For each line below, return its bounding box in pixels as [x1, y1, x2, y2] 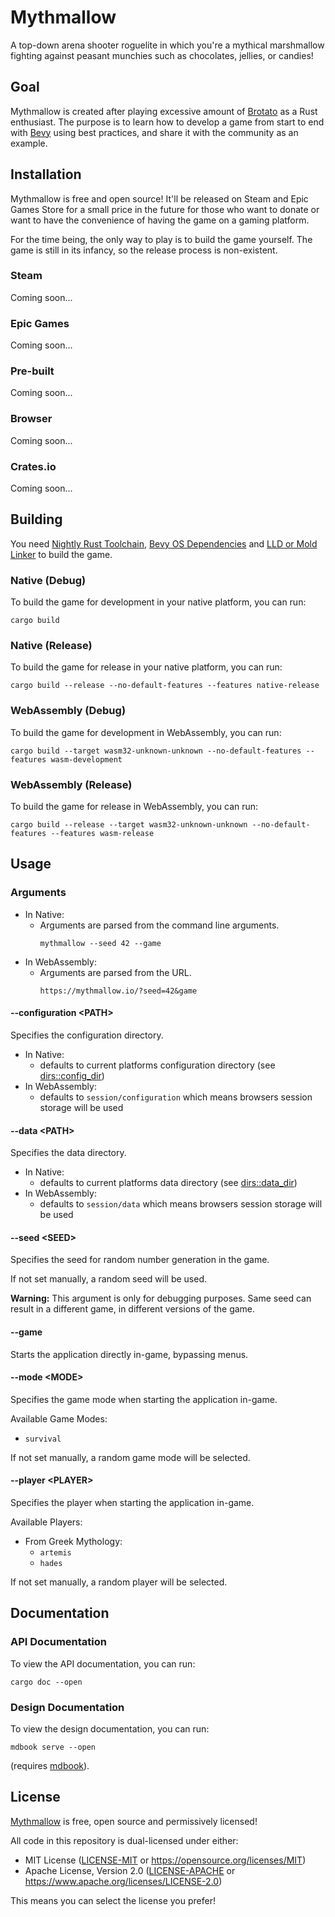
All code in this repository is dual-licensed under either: [10, 1834, 239, 1846]
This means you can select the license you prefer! [10, 1894, 216, 1906]
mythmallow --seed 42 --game [39, 938, 162, 948]
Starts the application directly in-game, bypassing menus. [10, 1348, 249, 1360]
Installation [10, 166, 82, 183]
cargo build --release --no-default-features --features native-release [10, 681, 320, 691]
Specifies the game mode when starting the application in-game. [10, 1393, 278, 1405]
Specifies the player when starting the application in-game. [10, 1496, 255, 1508]
